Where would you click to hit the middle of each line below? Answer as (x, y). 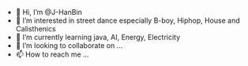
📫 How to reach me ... (52, 54)
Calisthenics (36, 29)
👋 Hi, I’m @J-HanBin (49, 12)
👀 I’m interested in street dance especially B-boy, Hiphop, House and (128, 20)
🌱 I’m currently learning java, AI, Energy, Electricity (98, 37)
